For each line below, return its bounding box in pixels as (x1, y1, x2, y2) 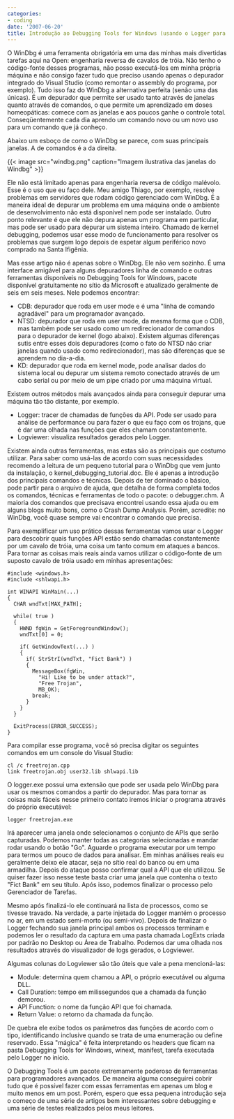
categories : (7, 10, 42, 17)
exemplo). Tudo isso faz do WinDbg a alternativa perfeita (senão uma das (7, 86, 218, 94)
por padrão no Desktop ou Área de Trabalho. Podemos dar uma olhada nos (7, 939, 223, 947)
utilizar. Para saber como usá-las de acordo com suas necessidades (7, 454, 203, 462)
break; (32, 692, 52, 699)
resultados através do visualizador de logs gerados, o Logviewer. (7, 946, 194, 954)
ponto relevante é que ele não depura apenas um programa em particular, (7, 216, 219, 224)
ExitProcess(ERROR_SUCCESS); (13, 723, 98, 730)
